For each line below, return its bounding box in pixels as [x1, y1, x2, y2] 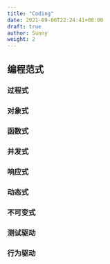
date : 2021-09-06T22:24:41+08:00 [7, 17, 104, 24]
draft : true [7, 23, 42, 30]
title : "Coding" [7, 10, 54, 17]
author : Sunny [7, 29, 48, 37]
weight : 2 [7, 36, 36, 43]
